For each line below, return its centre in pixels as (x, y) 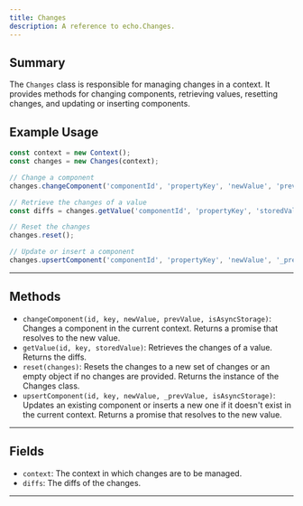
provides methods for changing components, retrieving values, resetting (143, 94)
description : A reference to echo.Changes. (92, 26)
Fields (27, 451)
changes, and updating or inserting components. (100, 104)
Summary (37, 63)
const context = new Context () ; (70, 153)
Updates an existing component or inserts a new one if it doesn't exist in (156, 405)
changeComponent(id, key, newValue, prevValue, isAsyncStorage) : (147, 318)
